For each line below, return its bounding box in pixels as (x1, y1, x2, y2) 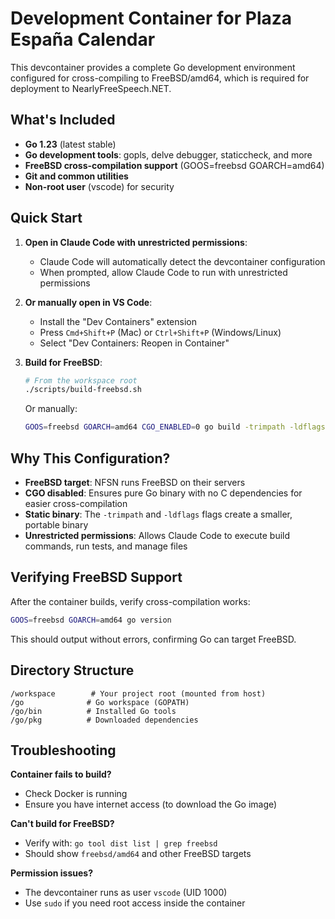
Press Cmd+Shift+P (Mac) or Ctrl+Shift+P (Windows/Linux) (39, 326, 282, 338)
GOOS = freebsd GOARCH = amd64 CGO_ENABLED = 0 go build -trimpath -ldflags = (24, 422, 330, 432)
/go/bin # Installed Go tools (10, 706, 177, 716)
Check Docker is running (24, 788, 128, 800)
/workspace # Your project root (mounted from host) (10, 688, 267, 699)
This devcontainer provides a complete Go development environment (10, 61, 296, 73)
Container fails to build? (10, 768, 112, 781)
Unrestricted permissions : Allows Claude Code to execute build (24, 530, 291, 541)
